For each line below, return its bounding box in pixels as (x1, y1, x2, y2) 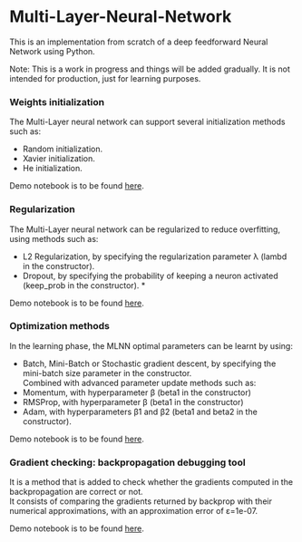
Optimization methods (9, 320, 111, 333)
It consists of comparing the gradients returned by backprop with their (9, 496, 272, 507)
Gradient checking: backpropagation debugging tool (9, 456, 247, 469)
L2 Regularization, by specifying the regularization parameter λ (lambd (22, 251, 287, 262)
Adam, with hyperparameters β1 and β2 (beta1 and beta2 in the (22, 406, 258, 417)
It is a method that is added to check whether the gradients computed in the (9, 477, 293, 488)
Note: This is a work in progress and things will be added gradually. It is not (9, 63, 290, 74)
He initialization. (22, 163, 83, 174)
